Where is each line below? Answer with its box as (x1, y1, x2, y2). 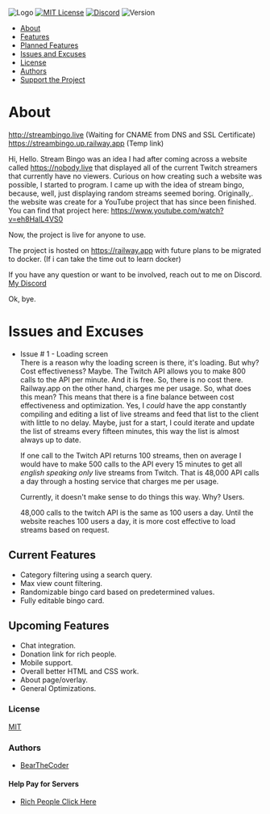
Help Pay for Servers (8, 778, 79, 788)
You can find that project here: (8, 205, 110, 215)
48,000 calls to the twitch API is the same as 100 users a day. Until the (19, 508, 254, 517)
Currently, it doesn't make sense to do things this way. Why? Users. (19, 491, 245, 501)
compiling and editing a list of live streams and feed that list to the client (19, 409, 260, 419)
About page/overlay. (19, 675, 89, 685)
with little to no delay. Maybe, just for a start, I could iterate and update (19, 417, 255, 428)
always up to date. (19, 435, 81, 445)
